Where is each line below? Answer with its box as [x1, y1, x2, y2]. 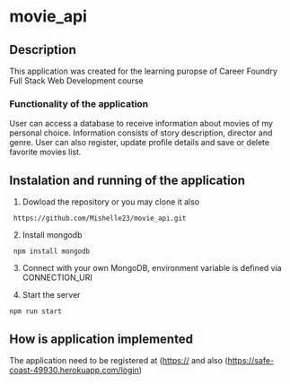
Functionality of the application [9, 97, 149, 109]
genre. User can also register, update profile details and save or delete [9, 137, 270, 148]
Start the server [22, 290, 81, 301]
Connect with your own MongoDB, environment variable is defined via [22, 263, 282, 274]
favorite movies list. [9, 146, 82, 158]
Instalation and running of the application [9, 172, 245, 188]
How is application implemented [9, 331, 193, 346]
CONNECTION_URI [22, 272, 92, 284]
